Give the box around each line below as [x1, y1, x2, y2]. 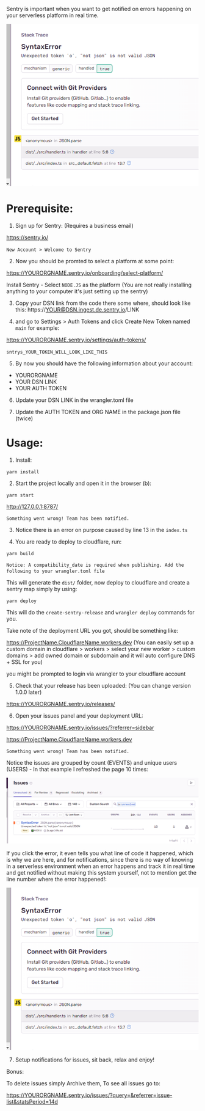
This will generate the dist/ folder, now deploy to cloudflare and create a [6, 578, 190, 586]
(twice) [15, 415, 34, 422]
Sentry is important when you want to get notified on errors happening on [6, 5, 192, 12]
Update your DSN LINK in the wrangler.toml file [15, 396, 134, 404]
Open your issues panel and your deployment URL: [15, 712, 143, 719]
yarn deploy [6, 598, 37, 604]
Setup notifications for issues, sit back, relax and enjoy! [15, 1056, 154, 1063]
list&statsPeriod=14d [6, 1098, 58, 1106]
